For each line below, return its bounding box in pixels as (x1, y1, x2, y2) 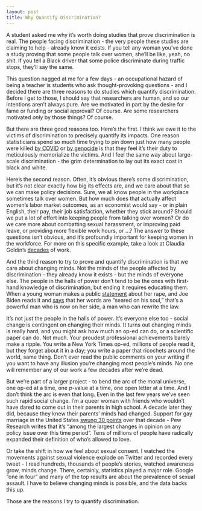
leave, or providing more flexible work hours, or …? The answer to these (6, 227, 185, 234)
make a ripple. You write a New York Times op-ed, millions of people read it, (6, 340, 195, 348)
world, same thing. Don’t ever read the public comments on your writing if (6, 353, 190, 360)
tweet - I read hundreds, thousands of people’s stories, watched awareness (6, 460, 194, 467)
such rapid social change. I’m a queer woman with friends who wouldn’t (6, 397, 185, 404)
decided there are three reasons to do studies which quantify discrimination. (6, 88, 196, 95)
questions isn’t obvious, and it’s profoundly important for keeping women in (6, 233, 194, 241)
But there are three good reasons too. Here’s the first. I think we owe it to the (6, 125, 197, 132)
